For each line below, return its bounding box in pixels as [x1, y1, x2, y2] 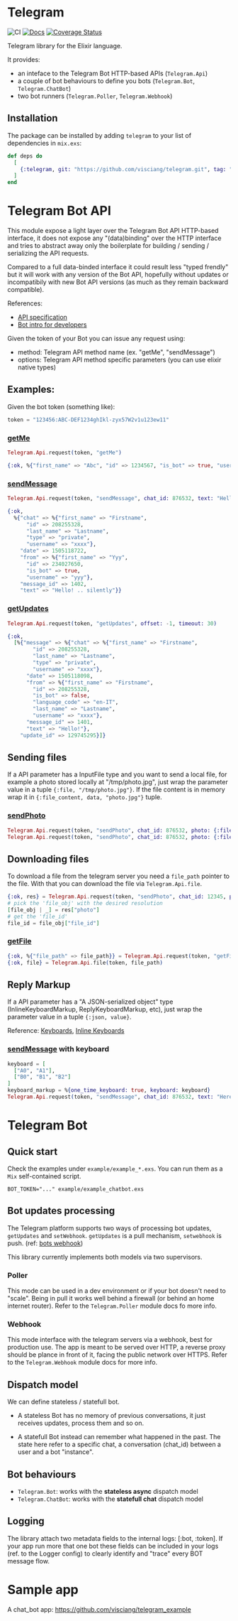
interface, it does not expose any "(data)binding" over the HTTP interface [7, 234, 222, 242]
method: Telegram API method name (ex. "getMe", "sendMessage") [17, 348, 216, 357]
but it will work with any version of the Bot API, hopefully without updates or [7, 271, 229, 279]
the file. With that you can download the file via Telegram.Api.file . [7, 879, 203, 888]
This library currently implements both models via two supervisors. [7, 1252, 203, 1261]
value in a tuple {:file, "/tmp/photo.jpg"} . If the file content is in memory [7, 786, 225, 794]
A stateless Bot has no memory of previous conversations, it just [17, 1411, 206, 1420]
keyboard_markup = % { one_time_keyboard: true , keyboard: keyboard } [7, 1087, 211, 1094]
